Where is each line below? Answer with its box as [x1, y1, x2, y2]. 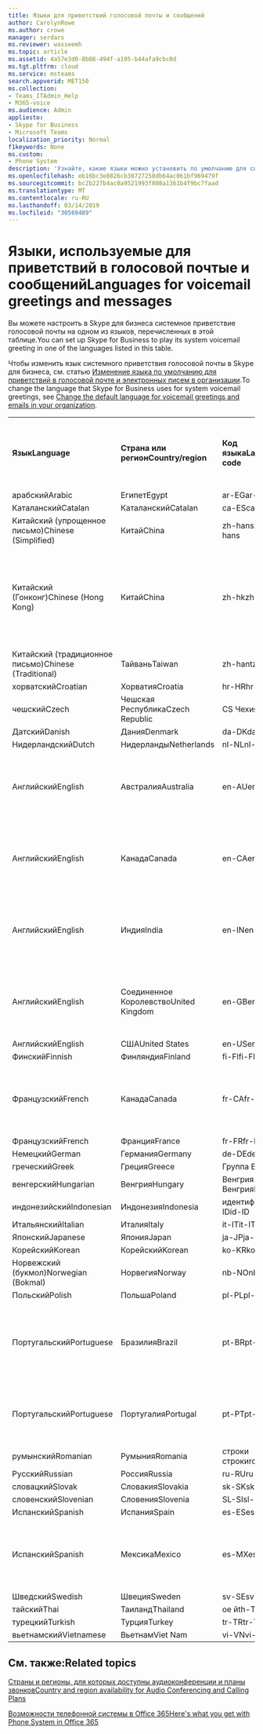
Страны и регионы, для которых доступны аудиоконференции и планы [8, 1677, 246, 1686]
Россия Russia [120, 1469, 173, 1480]
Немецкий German [12, 1148, 81, 1159]
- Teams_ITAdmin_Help [8, 92, 79, 100]
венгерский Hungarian [12, 1179, 95, 1190]
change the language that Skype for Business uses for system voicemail [8, 384, 241, 393]
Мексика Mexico [120, 1549, 182, 1560]
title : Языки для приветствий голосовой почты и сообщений [8, 11, 205, 20]
